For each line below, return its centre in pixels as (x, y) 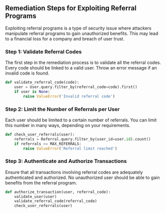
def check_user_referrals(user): (40, 134)
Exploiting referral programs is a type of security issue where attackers (78, 28)
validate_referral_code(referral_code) (56, 201)
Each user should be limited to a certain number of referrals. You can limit (81, 120)
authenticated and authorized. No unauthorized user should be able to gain (82, 177)
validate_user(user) (35, 196)
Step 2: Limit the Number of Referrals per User (62, 109)
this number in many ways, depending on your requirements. (68, 125)
